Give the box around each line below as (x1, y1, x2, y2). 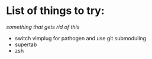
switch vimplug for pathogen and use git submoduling (14, 34, 147, 41)
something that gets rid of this (6, 23, 80, 30)
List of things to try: (6, 4, 105, 18)
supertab (14, 41, 37, 48)
